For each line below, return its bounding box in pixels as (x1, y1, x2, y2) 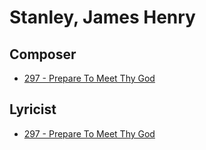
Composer (9, 46, 77, 63)
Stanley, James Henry (9, 6, 196, 29)
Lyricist (9, 101, 57, 118)
